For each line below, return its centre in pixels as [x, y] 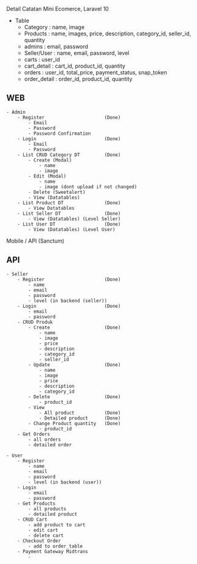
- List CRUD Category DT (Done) [69, 155]
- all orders [45, 439]
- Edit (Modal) [47, 176]
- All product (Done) [80, 413]
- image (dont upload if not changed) [88, 187]
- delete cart [46, 535]
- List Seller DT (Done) [69, 213]
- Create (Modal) [50, 160]
